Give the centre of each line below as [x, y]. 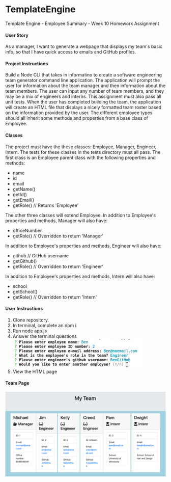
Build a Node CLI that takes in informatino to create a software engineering [83, 75]
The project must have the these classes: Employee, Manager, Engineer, [81, 147]
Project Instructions [27, 63]
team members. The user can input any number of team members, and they [85, 91]
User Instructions [24, 309]
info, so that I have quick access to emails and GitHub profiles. [71, 52]
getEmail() [23, 200]
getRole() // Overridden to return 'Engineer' [58, 266]
